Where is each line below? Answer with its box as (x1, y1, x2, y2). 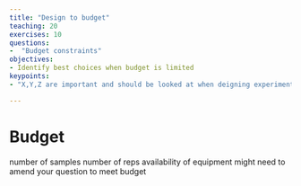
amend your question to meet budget (9, 165, 147, 176)
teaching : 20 (9, 22, 58, 31)
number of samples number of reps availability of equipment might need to (9, 156, 286, 167)
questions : (9, 38, 50, 48)
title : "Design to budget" (9, 13, 110, 22)
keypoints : (9, 72, 50, 81)
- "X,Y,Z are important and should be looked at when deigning (9, 80, 251, 89)
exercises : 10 (9, 30, 63, 39)
